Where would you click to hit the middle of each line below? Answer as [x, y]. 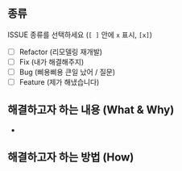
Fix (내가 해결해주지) [52, 61]
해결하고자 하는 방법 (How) [71, 158]
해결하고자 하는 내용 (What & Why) [91, 110]
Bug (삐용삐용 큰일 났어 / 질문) [67, 72]
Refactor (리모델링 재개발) [60, 52]
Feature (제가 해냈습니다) [59, 82]
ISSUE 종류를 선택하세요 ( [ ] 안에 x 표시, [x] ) [80, 35]
